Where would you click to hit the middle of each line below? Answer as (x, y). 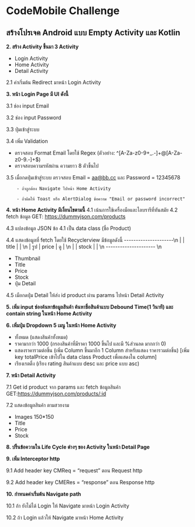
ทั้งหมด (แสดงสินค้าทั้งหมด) (41, 337)
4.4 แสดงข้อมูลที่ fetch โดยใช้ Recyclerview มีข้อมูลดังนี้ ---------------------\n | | (95, 240)
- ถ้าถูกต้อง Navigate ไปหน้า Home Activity (64, 189)
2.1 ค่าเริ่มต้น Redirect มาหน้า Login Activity (54, 82)
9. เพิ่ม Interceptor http (33, 459)
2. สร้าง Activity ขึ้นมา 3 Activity (42, 46)
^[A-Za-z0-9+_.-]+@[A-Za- (149, 153)
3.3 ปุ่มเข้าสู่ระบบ (23, 129)
